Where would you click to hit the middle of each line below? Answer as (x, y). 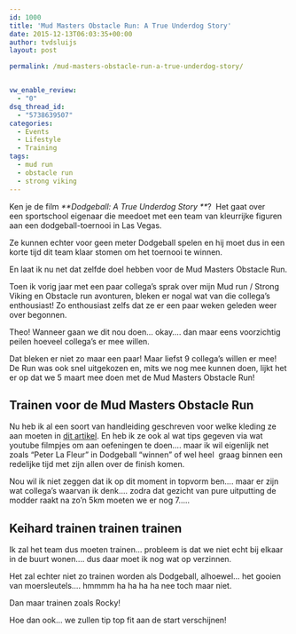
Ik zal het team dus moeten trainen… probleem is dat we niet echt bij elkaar (146, 550)
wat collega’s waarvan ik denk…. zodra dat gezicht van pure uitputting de (143, 491)
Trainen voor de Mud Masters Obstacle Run (132, 405)
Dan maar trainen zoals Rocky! (65, 603)
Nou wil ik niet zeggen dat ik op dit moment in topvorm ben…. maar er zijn (144, 481)
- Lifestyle (39, 140)
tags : (19, 156)
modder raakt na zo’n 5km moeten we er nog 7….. (100, 500)
